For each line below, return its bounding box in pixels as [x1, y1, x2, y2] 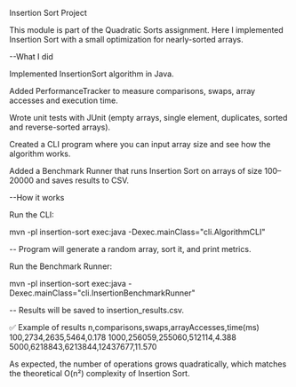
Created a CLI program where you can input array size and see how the [9, 139, 271, 149]
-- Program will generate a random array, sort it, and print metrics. [9, 244, 252, 254]
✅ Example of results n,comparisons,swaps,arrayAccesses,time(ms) [9, 322, 260, 332]
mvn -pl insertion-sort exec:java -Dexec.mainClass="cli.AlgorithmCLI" [9, 226, 266, 237]
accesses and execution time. [9, 95, 118, 106]
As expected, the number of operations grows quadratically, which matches [9, 359, 287, 369]
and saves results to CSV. [35, 175, 130, 186]
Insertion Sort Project [9, 8, 87, 18]
